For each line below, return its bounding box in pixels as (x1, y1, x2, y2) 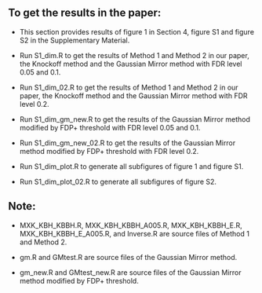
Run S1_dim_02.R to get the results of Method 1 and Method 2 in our (19, 82, 238, 92)
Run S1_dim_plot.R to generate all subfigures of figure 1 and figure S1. (19, 161, 244, 171)
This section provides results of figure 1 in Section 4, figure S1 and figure (19, 27, 255, 36)
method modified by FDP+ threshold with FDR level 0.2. (19, 146, 199, 156)
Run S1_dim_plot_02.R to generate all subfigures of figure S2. (19, 177, 217, 186)
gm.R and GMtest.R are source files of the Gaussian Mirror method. (19, 252, 238, 262)
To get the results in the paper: (8, 6, 162, 20)
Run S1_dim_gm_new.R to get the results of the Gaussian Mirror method (19, 114, 251, 124)
